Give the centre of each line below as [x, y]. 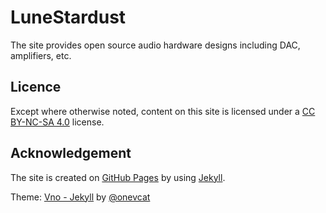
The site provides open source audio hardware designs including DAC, [155, 45]
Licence [36, 87]
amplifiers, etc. [41, 55]
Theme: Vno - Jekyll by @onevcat [80, 197]
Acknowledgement [71, 153]
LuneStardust [68, 17]
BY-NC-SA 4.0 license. [57, 122]
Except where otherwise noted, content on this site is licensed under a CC [163, 111]
